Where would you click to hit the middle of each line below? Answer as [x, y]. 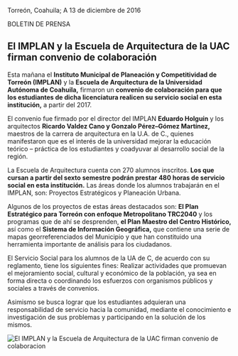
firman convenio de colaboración [82, 57]
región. [18, 156]
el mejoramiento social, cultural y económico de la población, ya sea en [112, 273]
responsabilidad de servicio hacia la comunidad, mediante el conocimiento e [119, 309]
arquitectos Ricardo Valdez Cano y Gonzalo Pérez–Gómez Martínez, [109, 126]
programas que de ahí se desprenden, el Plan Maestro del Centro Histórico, [119, 221]
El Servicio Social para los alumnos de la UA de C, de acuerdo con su [109, 258]
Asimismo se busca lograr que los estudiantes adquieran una [97, 302]
